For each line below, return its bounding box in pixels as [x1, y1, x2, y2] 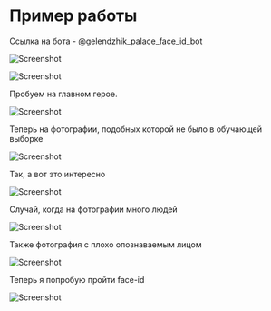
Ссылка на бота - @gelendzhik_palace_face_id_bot [9, 35, 203, 46]
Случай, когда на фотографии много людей [9, 204, 179, 215]
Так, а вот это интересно [9, 168, 106, 179]
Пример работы [9, 5, 138, 26]
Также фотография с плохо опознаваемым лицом [9, 238, 202, 250]
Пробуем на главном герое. [9, 88, 118, 99]
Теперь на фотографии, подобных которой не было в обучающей [9, 124, 263, 135]
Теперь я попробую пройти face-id [9, 274, 145, 285]
